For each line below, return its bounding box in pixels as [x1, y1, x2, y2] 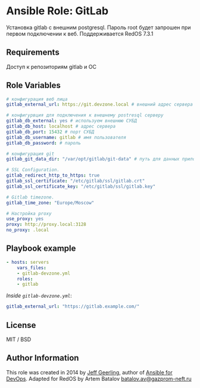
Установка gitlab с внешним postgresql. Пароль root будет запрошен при [6, 24, 192, 31]
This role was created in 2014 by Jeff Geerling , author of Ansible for [6, 368, 173, 376]
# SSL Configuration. [6, 167, 60, 173]
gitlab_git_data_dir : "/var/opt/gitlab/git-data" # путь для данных [6, 156, 180, 162]
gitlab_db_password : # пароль [6, 140, 82, 146]
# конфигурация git [6, 150, 55, 157]
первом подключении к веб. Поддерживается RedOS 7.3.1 [6, 30, 154, 37]
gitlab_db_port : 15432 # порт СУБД [6, 129, 95, 135]
